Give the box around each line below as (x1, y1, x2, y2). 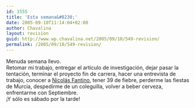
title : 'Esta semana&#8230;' (6, 14, 78, 20)
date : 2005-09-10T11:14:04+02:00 (6, 19, 89, 25)
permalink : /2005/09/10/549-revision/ (6, 42, 102, 48)
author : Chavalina (6, 25, 51, 31)
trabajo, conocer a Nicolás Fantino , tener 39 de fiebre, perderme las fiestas (6, 76, 190, 83)
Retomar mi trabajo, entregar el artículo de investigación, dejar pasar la (6, 64, 179, 71)
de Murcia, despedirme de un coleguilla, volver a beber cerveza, (6, 83, 164, 90)
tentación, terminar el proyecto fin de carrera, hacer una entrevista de (6, 70, 176, 77)
